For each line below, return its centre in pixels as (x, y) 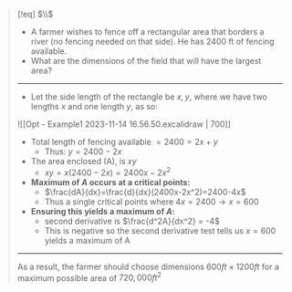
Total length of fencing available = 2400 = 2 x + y (124, 142)
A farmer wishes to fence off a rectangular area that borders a (147, 31)
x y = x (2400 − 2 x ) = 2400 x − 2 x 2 (107, 172)
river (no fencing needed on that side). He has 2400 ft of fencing (152, 42)
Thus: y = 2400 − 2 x (83, 151)
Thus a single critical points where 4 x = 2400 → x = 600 (151, 202)
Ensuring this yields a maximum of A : (103, 211)
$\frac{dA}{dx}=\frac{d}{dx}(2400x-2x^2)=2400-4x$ (145, 192)
